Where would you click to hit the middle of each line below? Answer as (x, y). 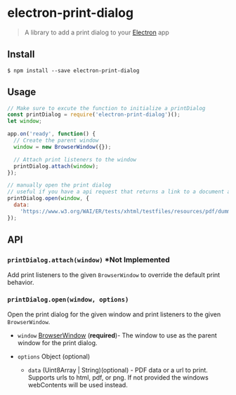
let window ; (25, 121)
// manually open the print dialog (59, 185)
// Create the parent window (56, 141)
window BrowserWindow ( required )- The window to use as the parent (117, 335)
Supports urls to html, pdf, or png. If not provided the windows (118, 377)
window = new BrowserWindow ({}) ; (63, 147)
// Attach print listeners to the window (75, 159)
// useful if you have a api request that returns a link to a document (116, 192)
